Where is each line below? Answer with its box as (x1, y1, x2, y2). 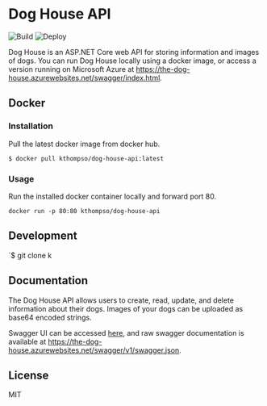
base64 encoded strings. (8, 312, 92, 322)
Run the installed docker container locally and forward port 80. (8, 191, 217, 201)
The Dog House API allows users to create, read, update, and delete (8, 295, 234, 305)
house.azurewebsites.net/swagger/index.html (8, 73, 161, 82)
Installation (8, 120, 54, 132)
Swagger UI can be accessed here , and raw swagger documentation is (8, 328, 244, 337)
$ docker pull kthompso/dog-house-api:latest (8, 154, 164, 162)
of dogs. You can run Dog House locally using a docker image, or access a (8, 56, 257, 65)
